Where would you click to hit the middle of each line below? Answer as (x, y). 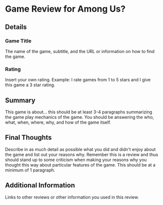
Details (16, 27)
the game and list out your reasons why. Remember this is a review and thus (82, 154)
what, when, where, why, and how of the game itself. (58, 122)
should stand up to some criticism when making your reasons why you (76, 160)
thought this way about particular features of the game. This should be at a (80, 165)
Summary (20, 100)
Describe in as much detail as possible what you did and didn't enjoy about (81, 149)
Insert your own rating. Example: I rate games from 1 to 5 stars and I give (78, 80)
